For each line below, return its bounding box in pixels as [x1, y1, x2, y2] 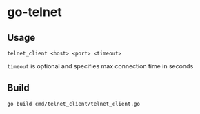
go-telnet [7, 4, 62, 20]
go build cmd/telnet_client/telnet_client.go [7, 100, 140, 107]
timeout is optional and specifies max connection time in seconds [7, 62, 194, 70]
